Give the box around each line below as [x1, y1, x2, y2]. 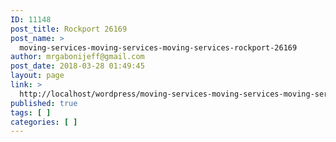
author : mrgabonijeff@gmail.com [10, 52, 145, 62]
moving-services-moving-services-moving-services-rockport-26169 [19, 42, 298, 53]
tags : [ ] [10, 107, 52, 118]
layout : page [10, 71, 65, 81]
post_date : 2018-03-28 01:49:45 [10, 61, 145, 71]
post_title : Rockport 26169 [10, 24, 128, 34]
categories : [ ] [10, 117, 78, 127]
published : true [10, 98, 78, 108]
